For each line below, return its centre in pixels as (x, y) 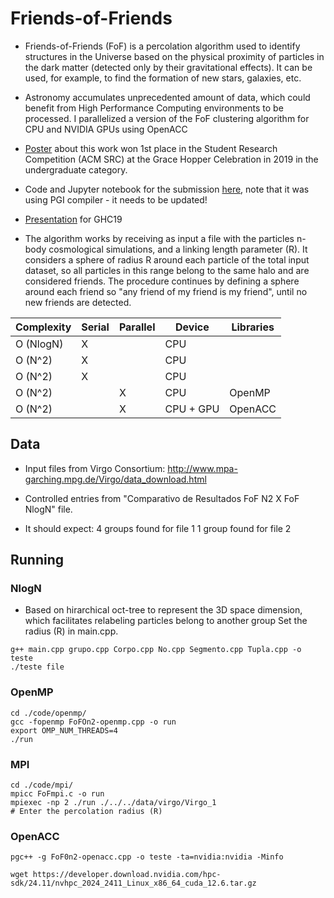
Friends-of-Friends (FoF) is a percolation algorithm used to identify (162, 46)
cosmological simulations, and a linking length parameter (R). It (178, 249)
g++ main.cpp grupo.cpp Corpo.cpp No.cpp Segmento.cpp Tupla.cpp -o (156, 650)
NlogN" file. (48, 509)
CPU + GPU (192, 409)
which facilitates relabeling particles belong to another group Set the (166, 621)
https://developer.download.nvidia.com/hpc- (127, 875)
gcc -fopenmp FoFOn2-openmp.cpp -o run (93, 722)
